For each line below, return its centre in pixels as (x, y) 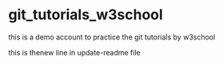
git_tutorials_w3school (86, 15)
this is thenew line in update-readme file (75, 52)
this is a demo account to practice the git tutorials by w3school (112, 37)
